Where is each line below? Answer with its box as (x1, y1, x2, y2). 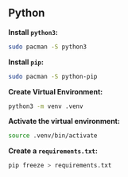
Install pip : (8, 57, 44, 67)
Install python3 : (8, 27, 58, 37)
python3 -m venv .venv (8, 102, 83, 110)
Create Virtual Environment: (8, 87, 103, 96)
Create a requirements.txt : (8, 146, 98, 156)
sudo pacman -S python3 (8, 43, 87, 51)
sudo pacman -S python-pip (8, 72, 98, 80)
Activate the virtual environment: (8, 117, 121, 126)
